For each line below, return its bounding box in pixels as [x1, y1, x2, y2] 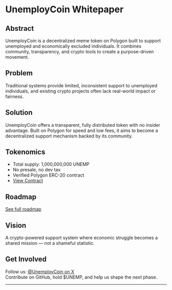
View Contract [12, 178, 44, 184]
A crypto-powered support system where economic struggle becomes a [5, 235, 158, 241]
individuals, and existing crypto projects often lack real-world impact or [5, 88, 156, 94]
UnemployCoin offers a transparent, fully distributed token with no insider [5, 122, 160, 128]
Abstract [5, 24, 34, 33]
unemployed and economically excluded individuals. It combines [5, 43, 142, 49]
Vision [5, 221, 27, 229]
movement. [5, 54, 29, 60]
